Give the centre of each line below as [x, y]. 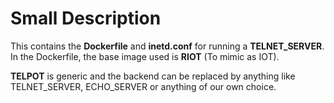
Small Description [86, 18]
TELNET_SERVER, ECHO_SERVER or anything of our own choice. [143, 86]
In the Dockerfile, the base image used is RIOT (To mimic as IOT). [145, 56]
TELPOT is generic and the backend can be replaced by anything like [153, 76]
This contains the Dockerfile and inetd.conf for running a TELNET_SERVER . [167, 46]
